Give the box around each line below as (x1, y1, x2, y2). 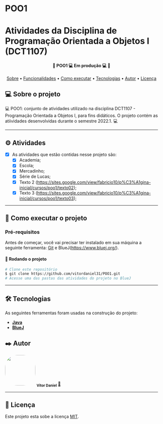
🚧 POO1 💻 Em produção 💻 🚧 (52, 62, 111, 68)
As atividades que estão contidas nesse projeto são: (12, 152, 117, 157)
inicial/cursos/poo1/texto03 (19, 195, 74, 201)
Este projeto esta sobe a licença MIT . (5, 414, 79, 420)
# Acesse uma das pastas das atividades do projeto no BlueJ (5, 276, 131, 281)
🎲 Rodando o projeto (5, 256, 47, 262)
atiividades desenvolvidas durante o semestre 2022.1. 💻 (5, 118, 118, 124)
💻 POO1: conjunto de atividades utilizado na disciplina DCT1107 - (5, 106, 136, 112)
